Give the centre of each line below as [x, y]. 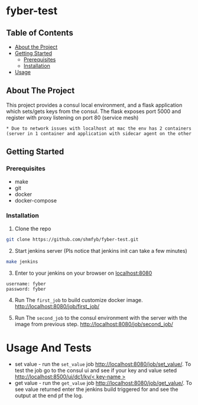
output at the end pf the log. [49, 396]
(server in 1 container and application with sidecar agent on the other [99, 134]
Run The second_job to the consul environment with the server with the [101, 317]
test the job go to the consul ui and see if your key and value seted [96, 371]
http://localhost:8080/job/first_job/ [57, 306]
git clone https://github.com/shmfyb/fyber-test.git [72, 239]
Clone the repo [33, 229]
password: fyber [26, 289]
